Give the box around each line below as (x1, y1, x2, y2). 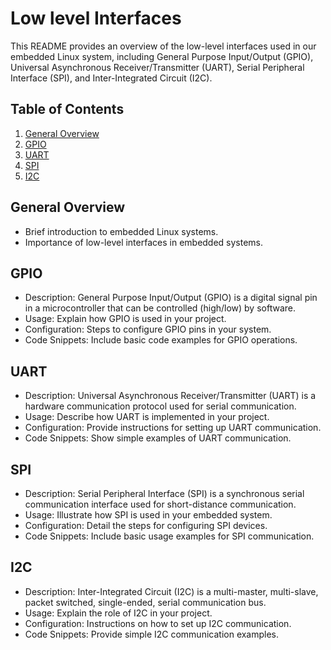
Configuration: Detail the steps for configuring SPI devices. (24, 520, 268, 531)
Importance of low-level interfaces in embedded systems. (24, 236, 264, 248)
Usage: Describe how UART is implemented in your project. (24, 411, 270, 423)
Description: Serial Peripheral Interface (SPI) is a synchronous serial (24, 488, 305, 499)
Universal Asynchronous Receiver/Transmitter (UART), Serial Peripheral (10, 61, 305, 73)
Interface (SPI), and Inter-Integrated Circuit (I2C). (10, 72, 213, 84)
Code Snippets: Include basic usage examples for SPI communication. (24, 530, 315, 542)
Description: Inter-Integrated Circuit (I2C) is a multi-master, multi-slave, (24, 585, 319, 597)
